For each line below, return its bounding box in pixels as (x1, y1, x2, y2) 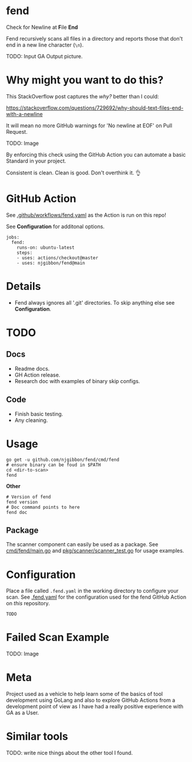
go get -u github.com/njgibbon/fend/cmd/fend (6, 457, 119, 463)
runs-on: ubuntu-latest (16, 245, 75, 250)
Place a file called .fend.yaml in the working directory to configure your (6, 588, 179, 595)
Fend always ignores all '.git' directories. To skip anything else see (14, 299, 175, 306)
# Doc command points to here (6, 504, 80, 510)
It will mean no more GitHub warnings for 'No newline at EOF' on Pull (6, 122, 173, 129)
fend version (6, 499, 38, 505)
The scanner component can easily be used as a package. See (6, 541, 159, 548)
